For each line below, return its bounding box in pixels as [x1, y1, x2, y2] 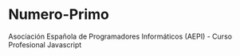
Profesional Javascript [8, 39, 82, 49]
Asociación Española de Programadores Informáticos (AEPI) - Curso [8, 32, 233, 41]
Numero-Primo [8, 6, 109, 24]
